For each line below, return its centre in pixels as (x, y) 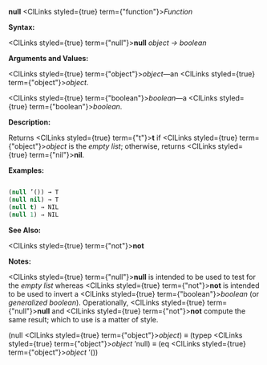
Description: (29, 122)
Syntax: (22, 27)
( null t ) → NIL (34, 207)
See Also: (25, 230)
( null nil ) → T (34, 199)
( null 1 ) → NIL (34, 215)
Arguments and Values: (49, 58)
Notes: (20, 261)
